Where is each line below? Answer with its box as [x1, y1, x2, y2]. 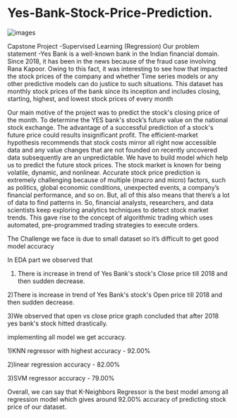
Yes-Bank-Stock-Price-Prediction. [7, 5, 213, 21]
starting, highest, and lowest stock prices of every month [7, 94, 174, 103]
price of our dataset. [7, 402, 67, 411]
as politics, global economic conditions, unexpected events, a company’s [7, 183, 220, 191]
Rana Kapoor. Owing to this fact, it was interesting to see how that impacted [7, 64, 228, 73]
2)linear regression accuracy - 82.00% [7, 360, 121, 369]
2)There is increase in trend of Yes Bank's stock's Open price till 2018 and [7, 290, 223, 299]
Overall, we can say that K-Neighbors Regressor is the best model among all [7, 387, 229, 396]
